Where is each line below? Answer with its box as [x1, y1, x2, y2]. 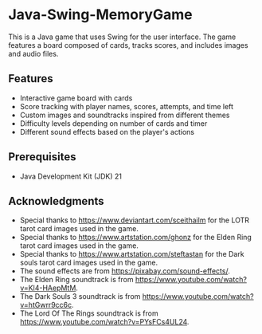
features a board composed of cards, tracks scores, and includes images [8, 40, 248, 49]
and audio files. [8, 49, 59, 58]
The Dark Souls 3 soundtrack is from [19, 292, 141, 301]
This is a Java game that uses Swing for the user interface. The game [8, 32, 237, 41]
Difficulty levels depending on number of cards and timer [19, 118, 208, 128]
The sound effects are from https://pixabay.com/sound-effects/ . [19, 266, 231, 276]
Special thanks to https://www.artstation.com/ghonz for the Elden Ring [19, 233, 252, 242]
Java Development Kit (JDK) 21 [19, 171, 122, 181]
